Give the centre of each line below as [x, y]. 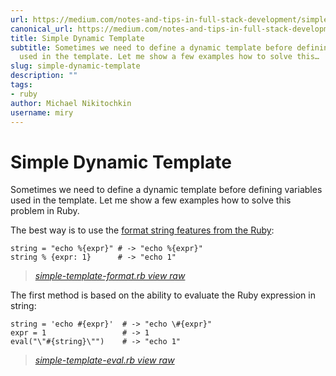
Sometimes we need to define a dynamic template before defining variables [166, 190]
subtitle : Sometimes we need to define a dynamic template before [151, 47]
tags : [21, 85]
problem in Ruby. [45, 211]
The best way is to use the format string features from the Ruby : [142, 230]
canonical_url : [42, 29]
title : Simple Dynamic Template [77, 38]
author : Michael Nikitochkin [71, 103]
